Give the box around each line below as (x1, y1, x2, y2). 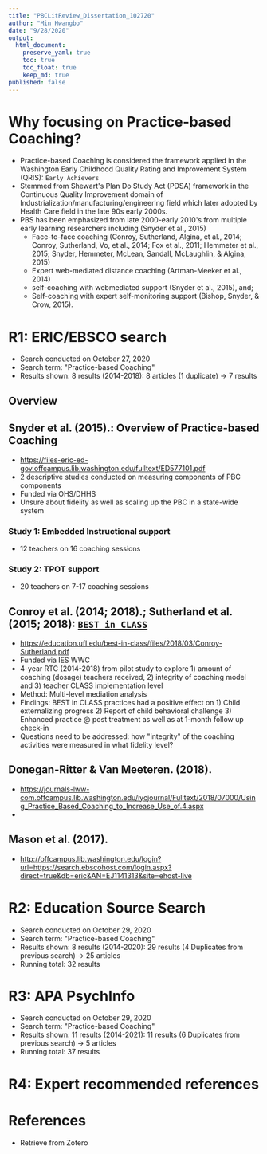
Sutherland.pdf (19, 646, 70, 656)
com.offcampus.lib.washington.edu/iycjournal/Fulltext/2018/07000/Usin (19, 792, 257, 802)
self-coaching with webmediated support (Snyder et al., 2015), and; (31, 283, 253, 292)
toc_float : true (22, 64, 77, 72)
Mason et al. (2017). (8, 833, 109, 846)
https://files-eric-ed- (19, 455, 88, 465)
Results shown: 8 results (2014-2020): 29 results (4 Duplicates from (19, 942, 244, 952)
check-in (19, 723, 49, 732)
